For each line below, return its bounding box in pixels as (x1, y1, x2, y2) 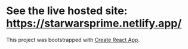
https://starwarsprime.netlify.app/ (6, 17, 182, 30)
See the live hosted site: (6, 4, 128, 18)
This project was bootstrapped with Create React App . (6, 36, 140, 43)
